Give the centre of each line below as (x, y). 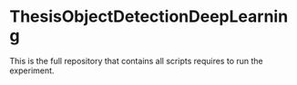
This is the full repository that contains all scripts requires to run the (136, 61)
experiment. (32, 71)
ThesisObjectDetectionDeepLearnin (149, 17)
